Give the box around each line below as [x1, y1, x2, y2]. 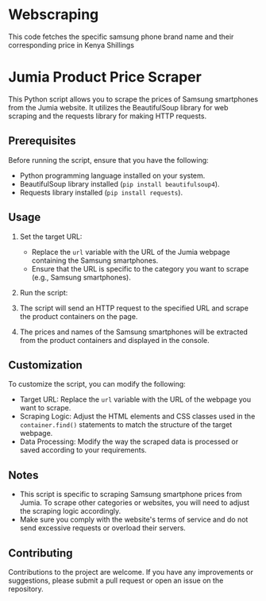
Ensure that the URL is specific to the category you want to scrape [31, 264, 249, 273]
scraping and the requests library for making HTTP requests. [8, 111, 207, 121]
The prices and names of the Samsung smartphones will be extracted [19, 327, 249, 337]
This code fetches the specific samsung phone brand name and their [8, 32, 234, 41]
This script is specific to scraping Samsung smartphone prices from [19, 490, 242, 499]
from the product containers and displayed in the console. [19, 335, 210, 345]
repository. [8, 584, 44, 593]
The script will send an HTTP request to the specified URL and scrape [19, 303, 249, 313]
